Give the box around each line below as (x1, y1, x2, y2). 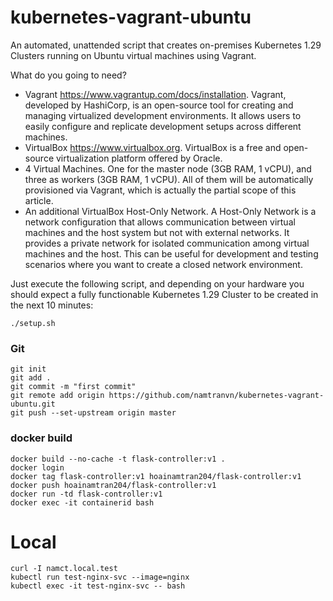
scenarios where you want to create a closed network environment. (24, 258, 303, 270)
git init (10, 364, 47, 375)
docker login (10, 462, 65, 473)
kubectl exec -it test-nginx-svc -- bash (10, 581, 186, 591)
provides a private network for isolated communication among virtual (24, 237, 310, 249)
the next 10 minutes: (10, 299, 94, 311)
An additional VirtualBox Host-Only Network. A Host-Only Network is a (24, 205, 317, 217)
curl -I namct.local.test (10, 564, 118, 574)
